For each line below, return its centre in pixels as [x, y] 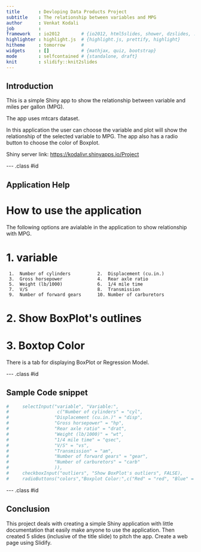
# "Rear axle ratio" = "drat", [67, 429]
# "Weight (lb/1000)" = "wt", [65, 434]
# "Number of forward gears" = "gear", [77, 457]
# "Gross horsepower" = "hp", [65, 423]
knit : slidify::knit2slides [52, 62]
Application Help [38, 185]
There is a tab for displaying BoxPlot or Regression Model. [78, 362]
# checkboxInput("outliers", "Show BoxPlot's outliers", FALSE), [95, 474]
